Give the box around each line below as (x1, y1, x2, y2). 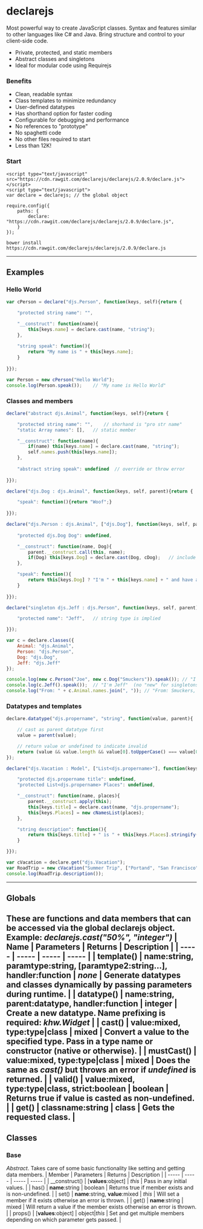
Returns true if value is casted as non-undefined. (6, 1093, 195, 1104)
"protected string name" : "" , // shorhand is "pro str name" (17, 421, 182, 427)
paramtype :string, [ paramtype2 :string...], (6, 961, 168, 971)
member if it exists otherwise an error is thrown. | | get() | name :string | (6, 1197, 184, 1204)
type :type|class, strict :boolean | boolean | (6, 1084, 169, 1094)
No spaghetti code (14, 129, 62, 137)
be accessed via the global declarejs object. (6, 923, 175, 933)
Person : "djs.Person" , (17, 649, 74, 655)
